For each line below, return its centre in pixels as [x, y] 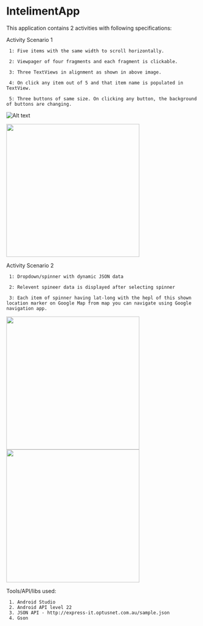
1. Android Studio [32, 602]
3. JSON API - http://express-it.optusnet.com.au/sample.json [89, 613]
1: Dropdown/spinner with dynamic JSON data [66, 277]
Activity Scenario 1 [29, 40]
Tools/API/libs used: [31, 591]
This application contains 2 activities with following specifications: [89, 28]
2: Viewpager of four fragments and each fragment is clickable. [93, 61]
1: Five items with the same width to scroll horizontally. [87, 51]
